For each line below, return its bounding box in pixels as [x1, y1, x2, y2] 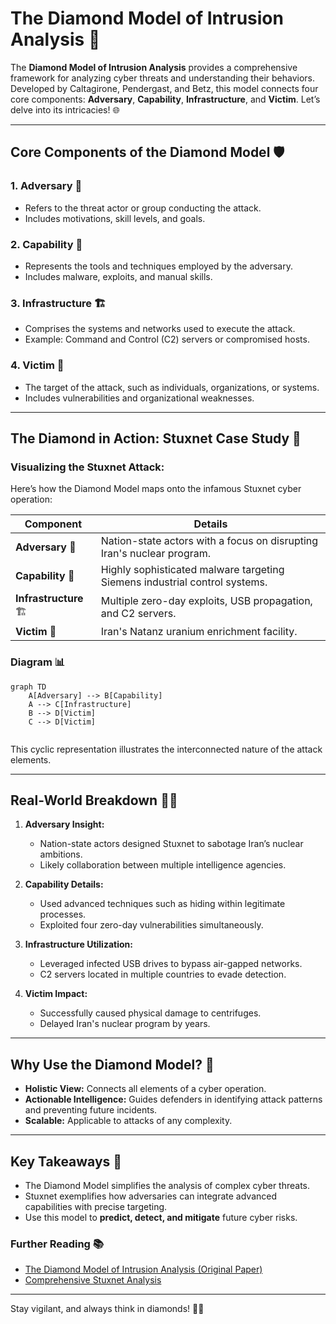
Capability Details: [24, 878, 104, 891]
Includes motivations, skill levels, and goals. [24, 212, 206, 224]
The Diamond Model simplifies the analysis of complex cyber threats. [24, 1179, 311, 1191]
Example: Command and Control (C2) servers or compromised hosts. [24, 333, 310, 346]
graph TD [10, 682, 47, 692]
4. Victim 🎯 [10, 358, 65, 372]
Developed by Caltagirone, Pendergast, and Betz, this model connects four [10, 82, 319, 94]
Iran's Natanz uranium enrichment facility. [100, 625, 298, 639]
